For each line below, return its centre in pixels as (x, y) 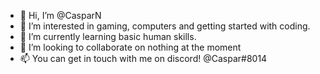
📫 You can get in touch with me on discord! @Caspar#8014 (143, 58)
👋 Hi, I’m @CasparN (60, 15)
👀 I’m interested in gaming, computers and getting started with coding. (165, 26)
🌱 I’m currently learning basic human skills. (108, 36)
